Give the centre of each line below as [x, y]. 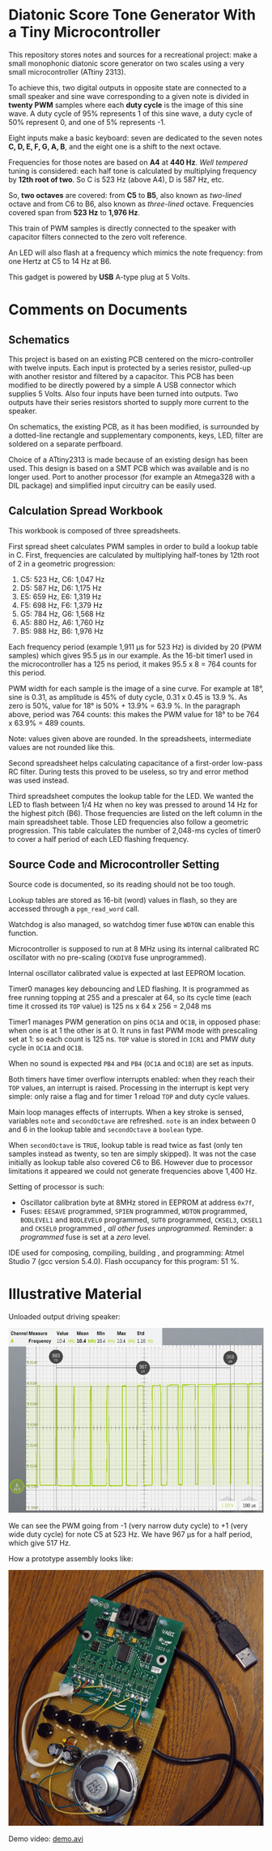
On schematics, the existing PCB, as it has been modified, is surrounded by [134, 426]
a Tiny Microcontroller [85, 32]
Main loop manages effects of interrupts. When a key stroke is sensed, [126, 1112]
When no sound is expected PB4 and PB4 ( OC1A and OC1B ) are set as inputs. [131, 1063]
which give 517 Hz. [40, 1542]
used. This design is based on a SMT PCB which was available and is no [129, 468]
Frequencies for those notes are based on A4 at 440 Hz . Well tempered [128, 162]
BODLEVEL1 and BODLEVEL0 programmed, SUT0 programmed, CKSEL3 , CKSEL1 [141, 1219]
